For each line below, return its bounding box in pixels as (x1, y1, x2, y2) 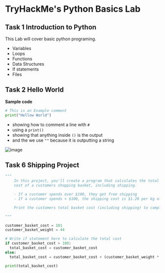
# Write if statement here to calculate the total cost (5, 236, 122, 241)
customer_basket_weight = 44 (5, 227, 65, 232)
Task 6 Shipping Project (5, 161, 80, 169)
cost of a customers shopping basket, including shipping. (14, 183, 137, 188)
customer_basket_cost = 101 (5, 223, 63, 228)
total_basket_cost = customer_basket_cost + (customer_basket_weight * (9, 254, 160, 259)
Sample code (5, 99, 33, 104)
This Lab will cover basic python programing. (5, 36, 97, 42)
